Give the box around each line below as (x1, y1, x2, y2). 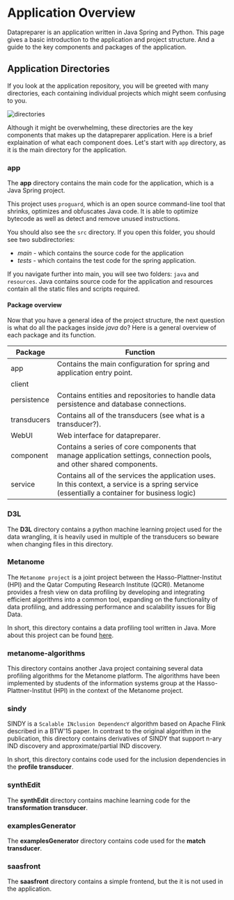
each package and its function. (7, 331, 96, 340)
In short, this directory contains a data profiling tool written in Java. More (7, 623, 217, 632)
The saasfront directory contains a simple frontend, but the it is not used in (7, 877, 224, 886)
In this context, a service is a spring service (56, 480, 198, 489)
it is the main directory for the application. (7, 145, 127, 154)
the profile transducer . (7, 763, 74, 771)
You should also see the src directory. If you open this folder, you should (7, 228, 216, 236)
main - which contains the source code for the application (17, 249, 185, 257)
